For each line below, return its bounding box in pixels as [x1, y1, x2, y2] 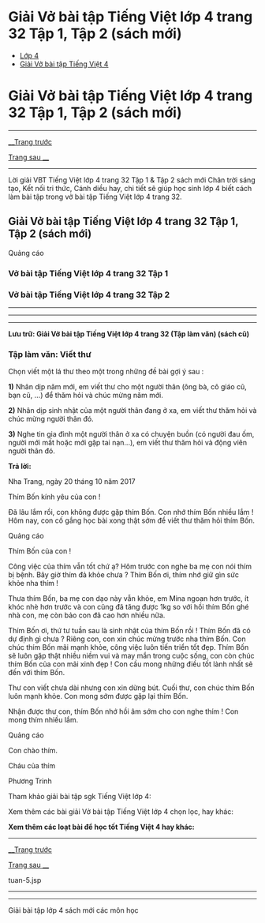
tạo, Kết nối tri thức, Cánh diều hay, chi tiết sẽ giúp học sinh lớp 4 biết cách [8, 183, 252, 193]
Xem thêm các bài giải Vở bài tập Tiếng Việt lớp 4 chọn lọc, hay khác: [8, 807, 234, 816]
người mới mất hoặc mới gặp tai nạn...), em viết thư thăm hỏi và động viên [8, 438, 247, 448]
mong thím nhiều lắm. [8, 715, 79, 725]
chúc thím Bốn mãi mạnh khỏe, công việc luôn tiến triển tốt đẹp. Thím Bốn [8, 643, 249, 652]
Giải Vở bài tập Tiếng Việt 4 [19, 59, 109, 69]
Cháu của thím [8, 761, 56, 771]
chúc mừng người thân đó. [8, 415, 94, 424]
